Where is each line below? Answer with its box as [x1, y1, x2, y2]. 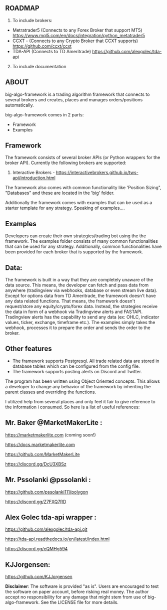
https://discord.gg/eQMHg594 [5, 546, 68, 552]
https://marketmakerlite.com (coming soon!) [5, 431, 96, 438]
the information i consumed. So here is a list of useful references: [5, 404, 140, 410]
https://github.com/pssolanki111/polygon [5, 489, 88, 495]
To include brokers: [12, 17, 52, 23]
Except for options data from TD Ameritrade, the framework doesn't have [5, 293, 156, 299]
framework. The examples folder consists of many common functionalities [5, 238, 158, 244]
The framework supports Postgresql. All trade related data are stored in [12, 358, 159, 364]
